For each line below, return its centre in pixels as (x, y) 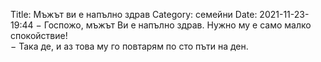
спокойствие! (39, 35)
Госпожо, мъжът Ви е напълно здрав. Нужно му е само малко (177, 25)
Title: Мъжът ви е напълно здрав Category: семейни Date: (134, 14)
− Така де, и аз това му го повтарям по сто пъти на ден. (129, 46)
